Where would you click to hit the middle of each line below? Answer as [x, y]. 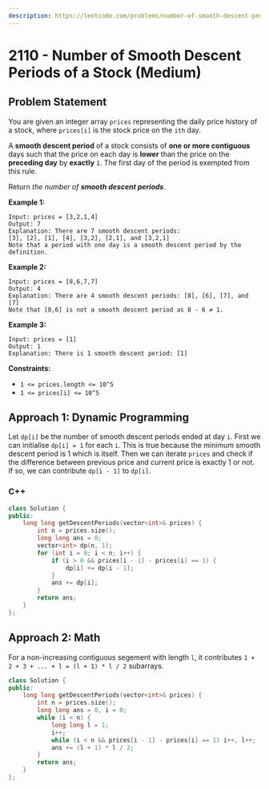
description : [30, 16]
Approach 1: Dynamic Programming [99, 418]
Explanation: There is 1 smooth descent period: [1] [98, 353]
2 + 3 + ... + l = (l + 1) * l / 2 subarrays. [86, 665]
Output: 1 [25, 346]
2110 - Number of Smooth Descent [125, 55]
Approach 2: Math [54, 638]
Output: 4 [25, 289]
